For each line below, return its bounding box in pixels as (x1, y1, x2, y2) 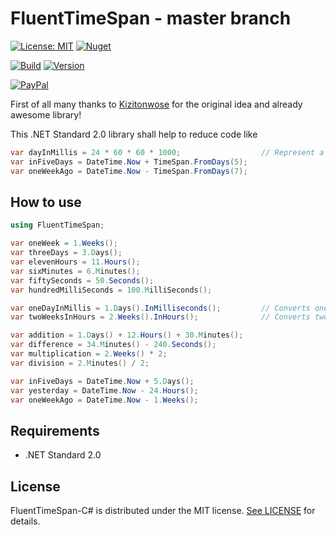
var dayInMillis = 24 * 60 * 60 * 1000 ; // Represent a (10, 147, 325, 157)
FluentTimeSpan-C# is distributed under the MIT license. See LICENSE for (10, 505, 316, 516)
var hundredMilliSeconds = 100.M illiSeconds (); (10, 285, 213, 295)
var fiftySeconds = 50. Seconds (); (10, 275, 155, 286)
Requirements (10, 422, 100, 439)
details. (10, 515, 41, 527)
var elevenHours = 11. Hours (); (10, 257, 141, 267)
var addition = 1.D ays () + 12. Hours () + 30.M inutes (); (10, 330, 244, 341)
